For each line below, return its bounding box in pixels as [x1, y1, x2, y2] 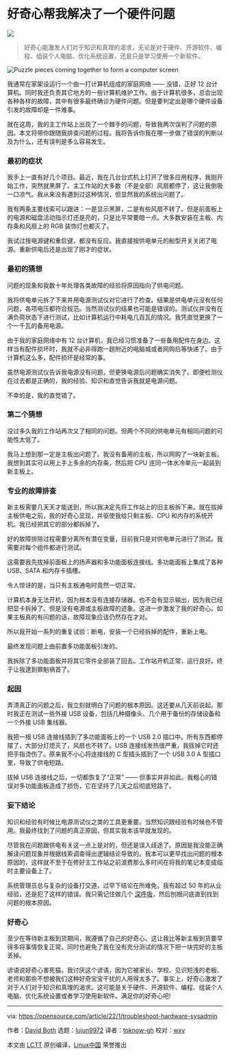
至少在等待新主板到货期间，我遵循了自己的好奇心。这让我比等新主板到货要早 [7, 934, 223, 942]
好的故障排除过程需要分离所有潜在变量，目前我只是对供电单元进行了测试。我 [7, 535, 223, 543]
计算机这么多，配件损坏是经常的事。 [7, 353, 110, 362]
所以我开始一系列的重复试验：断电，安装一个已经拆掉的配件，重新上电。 [7, 628, 211, 636]
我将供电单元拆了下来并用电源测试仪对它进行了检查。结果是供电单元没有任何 [7, 296, 223, 304]
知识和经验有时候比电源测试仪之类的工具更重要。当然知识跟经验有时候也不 [7, 817, 217, 825]
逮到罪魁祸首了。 [25, 665, 73, 674]
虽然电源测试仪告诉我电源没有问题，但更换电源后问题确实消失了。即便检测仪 [7, 368, 223, 376]
